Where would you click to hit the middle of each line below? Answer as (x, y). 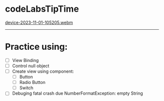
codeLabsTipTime (42, 9)
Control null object (31, 66)
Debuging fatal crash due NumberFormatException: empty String (77, 93)
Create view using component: (43, 71)
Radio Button (32, 82)
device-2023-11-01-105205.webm (39, 22)
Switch (26, 88)
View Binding (25, 60)
